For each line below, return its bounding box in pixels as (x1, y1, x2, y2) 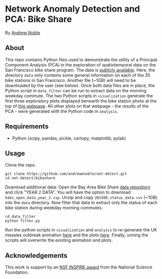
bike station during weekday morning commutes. (5, 205, 103, 211)
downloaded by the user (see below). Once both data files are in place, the (5, 82, 155, 88)
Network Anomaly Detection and (5, 3, 140, 15)
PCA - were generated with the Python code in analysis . (5, 108, 118, 114)
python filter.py (5, 218, 40, 224)
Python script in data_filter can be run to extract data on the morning (5, 87, 147, 93)
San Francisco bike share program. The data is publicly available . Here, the (5, 67, 155, 73)
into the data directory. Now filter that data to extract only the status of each (5, 200, 158, 206)
